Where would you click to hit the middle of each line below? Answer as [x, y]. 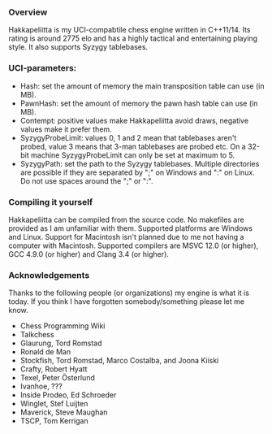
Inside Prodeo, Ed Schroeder [68, 395]
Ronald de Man [45, 352]
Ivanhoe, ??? [41, 386]
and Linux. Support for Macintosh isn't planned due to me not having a [126, 237]
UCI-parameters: [43, 68]
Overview [28, 12]
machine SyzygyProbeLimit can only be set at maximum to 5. [133, 155]
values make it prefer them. [66, 129]
